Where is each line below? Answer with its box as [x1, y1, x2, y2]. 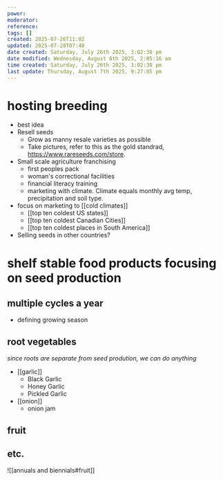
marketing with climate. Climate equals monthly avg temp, [27, 187, 193, 195]
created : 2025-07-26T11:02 [7, 36, 85, 43]
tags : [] [7, 29, 32, 37]
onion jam [27, 404, 56, 412]
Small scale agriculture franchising [17, 157, 116, 166]
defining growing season [17, 316, 88, 324]
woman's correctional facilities [27, 172, 115, 181]
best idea [17, 120, 44, 129]
